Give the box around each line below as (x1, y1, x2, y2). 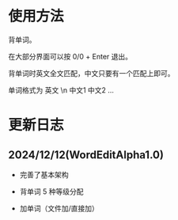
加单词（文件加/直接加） (19, 203, 99, 213)
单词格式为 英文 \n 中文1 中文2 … (8, 85, 115, 95)
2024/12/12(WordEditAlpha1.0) (8, 148, 165, 161)
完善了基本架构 (19, 169, 69, 179)
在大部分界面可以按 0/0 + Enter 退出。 (8, 51, 133, 61)
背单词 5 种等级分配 (19, 187, 84, 196)
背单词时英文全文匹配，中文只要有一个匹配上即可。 (8, 68, 175, 78)
